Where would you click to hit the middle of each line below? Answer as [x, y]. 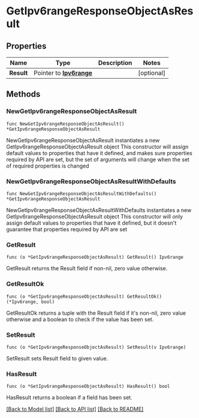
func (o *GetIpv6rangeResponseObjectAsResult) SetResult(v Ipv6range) [96, 347]
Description [115, 63]
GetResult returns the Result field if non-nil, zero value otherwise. [87, 268]
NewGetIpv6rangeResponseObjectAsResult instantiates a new [83, 140]
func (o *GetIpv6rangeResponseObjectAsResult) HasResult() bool [88, 386]
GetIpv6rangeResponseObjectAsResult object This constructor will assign [97, 147]
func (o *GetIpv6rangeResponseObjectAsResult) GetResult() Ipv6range [95, 257]
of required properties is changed [48, 166]
